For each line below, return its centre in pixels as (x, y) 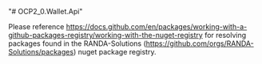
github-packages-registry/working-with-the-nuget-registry (106, 35)
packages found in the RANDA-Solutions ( (77, 43)
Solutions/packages (41, 52)
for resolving (226, 35)
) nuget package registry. (115, 52)
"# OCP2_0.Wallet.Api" (46, 11)
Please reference (36, 26)
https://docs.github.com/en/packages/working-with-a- (157, 26)
